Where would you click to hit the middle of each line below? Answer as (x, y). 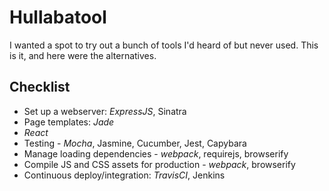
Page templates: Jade (69, 122)
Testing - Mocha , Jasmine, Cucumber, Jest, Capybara (135, 143)
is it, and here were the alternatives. (83, 55)
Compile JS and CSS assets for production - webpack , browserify (159, 164)
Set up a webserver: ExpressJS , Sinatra (105, 111)
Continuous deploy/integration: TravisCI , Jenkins (124, 175)
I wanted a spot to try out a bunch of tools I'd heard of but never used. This (164, 45)
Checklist (40, 87)
